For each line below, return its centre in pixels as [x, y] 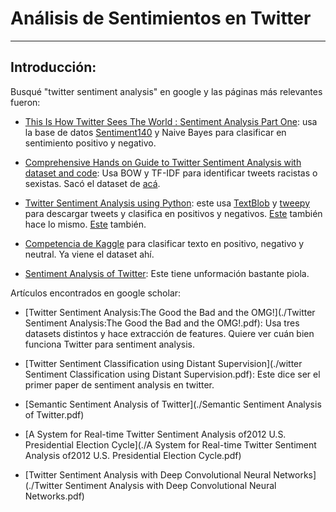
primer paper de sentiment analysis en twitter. [119, 384]
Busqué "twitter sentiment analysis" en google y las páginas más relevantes [166, 91]
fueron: [25, 102]
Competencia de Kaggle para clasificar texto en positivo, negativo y [164, 243]
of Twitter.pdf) [54, 414]
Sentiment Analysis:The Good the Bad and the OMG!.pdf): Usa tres [162, 323]
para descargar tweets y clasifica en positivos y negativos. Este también [173, 213]
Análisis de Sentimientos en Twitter [161, 18]
